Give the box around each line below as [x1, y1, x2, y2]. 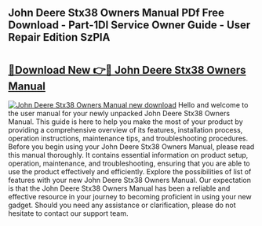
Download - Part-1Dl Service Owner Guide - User [8, 19, 251, 32]
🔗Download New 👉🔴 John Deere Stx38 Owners [8, 63, 246, 77]
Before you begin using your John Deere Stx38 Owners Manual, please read [8, 142, 255, 151]
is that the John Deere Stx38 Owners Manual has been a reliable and [8, 184, 231, 193]
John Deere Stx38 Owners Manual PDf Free [8, 6, 225, 20]
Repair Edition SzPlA [8, 31, 111, 44]
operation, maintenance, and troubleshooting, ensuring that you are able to [8, 159, 251, 168]
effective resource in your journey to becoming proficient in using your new [8, 192, 253, 201]
